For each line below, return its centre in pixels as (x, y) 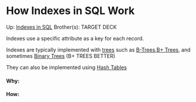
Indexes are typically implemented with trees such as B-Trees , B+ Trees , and (98, 50)
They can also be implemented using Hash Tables (67, 67)
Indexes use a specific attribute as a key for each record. (75, 38)
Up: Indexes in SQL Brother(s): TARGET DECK (62, 27)
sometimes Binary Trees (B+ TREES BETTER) (61, 56)
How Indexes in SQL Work (70, 11)
